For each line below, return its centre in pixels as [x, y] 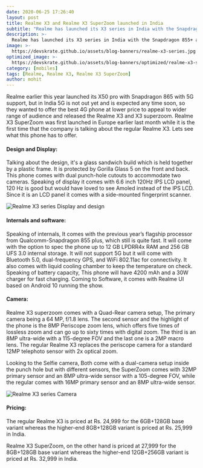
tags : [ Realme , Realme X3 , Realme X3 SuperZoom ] [69, 74]
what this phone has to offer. [42, 135]
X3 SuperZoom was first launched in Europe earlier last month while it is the [101, 122]
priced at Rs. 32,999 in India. [42, 458]
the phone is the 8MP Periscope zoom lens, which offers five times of [93, 325]
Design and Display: [32, 149]
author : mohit [24, 79]
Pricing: [16, 408]
